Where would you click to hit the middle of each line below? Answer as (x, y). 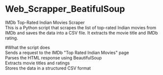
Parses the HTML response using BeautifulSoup (53, 57)
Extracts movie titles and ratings (37, 63)
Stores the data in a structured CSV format (48, 68)
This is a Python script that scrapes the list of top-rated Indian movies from (81, 27)
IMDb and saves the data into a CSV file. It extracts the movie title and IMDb (81, 33)
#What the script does (28, 47)
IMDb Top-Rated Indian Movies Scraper (45, 22)
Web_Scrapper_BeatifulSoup (65, 9)
